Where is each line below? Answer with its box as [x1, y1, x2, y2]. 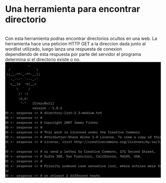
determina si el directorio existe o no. [5, 56, 81, 62]
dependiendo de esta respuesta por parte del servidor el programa [5, 51, 141, 57]
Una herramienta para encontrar [5, 3, 140, 15]
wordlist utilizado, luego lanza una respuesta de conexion [5, 46, 122, 52]
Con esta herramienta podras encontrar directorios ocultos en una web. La [5, 36, 157, 41]
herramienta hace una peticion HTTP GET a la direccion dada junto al [5, 40, 146, 46]
